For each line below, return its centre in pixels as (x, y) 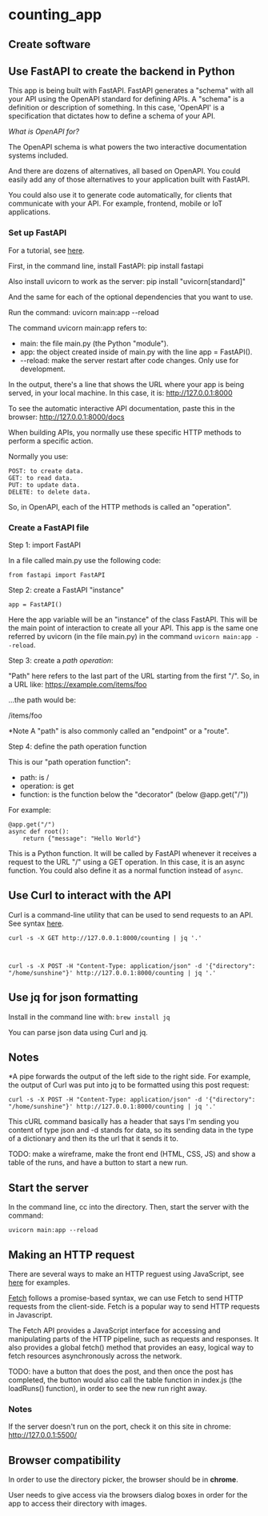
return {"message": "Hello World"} (82, 838)
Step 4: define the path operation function (78, 746)
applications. (29, 212)
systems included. (38, 156)
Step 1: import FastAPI (45, 545)
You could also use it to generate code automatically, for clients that (120, 195)
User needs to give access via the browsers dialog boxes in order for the (128, 1495)
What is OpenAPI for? (44, 132)
